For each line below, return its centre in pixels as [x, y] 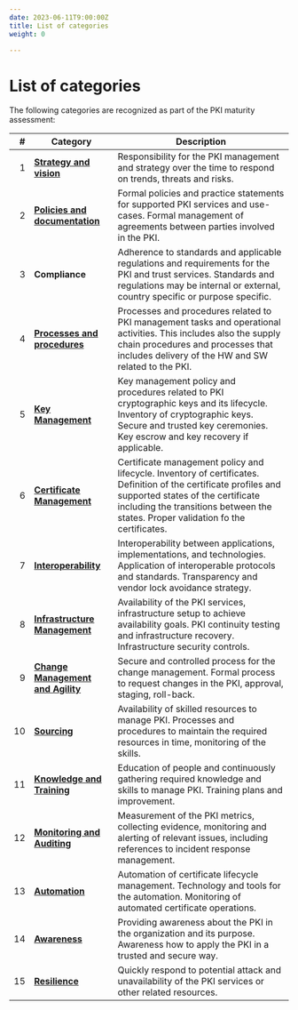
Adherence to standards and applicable [200, 252]
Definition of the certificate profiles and [199, 485]
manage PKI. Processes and [176, 720]
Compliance [60, 275]
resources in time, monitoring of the [192, 742]
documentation [67, 221]
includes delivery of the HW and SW [193, 356]
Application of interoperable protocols [196, 565]
